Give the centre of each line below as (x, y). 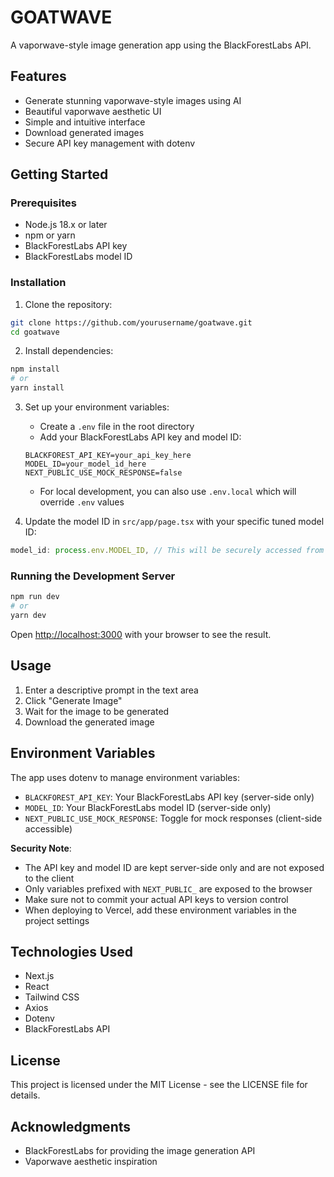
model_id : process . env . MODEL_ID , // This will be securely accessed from (167, 551)
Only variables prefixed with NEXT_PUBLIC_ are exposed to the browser (168, 888)
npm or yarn (50, 235)
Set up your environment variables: (97, 407)
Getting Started (59, 174)
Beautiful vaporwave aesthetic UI (93, 111)
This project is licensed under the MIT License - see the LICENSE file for (159, 1085)
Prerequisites (43, 203)
